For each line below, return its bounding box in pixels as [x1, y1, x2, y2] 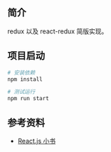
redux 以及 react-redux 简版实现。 [7, 27, 108, 36]
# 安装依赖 [7, 69, 36, 76]
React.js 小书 [17, 136, 56, 145]
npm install [7, 75, 43, 83]
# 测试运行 [7, 88, 36, 96]
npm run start [7, 95, 50, 102]
